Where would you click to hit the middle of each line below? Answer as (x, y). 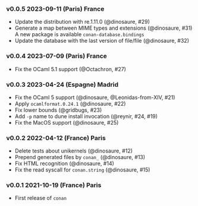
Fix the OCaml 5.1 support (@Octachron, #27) (70, 69)
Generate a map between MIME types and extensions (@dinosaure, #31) (103, 28)
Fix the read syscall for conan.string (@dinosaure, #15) (82, 170)
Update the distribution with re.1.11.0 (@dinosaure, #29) (82, 22)
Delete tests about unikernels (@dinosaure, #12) (73, 151)
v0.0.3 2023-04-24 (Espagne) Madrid (62, 84)
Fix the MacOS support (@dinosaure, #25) (67, 122)
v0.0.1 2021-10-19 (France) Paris (54, 185)
